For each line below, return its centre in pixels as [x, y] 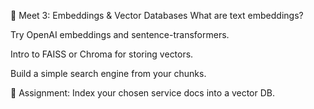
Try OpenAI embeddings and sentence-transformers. [120, 34]
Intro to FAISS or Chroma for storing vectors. [102, 54]
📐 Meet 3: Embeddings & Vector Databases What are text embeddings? [157, 15]
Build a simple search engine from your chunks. [108, 73]
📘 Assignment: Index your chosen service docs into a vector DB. [143, 93]
